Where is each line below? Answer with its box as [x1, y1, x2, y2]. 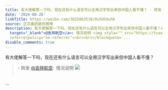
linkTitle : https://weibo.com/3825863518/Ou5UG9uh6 [5, 16, 115, 21]
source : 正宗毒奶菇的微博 [5, 21, 53, 26]
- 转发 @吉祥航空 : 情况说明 [17, 64, 74, 70]
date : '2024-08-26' [5, 12, 46, 17]
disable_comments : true [5, 40, 55, 45]
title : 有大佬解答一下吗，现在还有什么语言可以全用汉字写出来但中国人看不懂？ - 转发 [5, 7, 161, 12]
